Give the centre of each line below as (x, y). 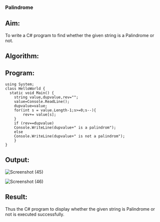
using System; (20, 84)
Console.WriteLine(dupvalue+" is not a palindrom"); (70, 136)
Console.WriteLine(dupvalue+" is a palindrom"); (65, 128)
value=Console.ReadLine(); (42, 101)
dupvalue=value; (31, 106)
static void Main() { (32, 93)
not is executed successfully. (35, 214)
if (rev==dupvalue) (34, 123)
